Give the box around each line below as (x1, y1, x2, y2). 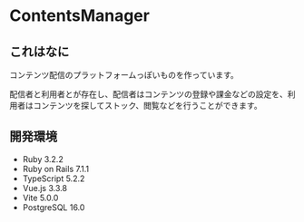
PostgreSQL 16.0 (22, 201, 85, 213)
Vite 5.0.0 (22, 192, 59, 203)
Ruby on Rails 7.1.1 (22, 163, 89, 174)
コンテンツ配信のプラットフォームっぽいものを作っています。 (9, 70, 239, 80)
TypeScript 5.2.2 (22, 173, 85, 184)
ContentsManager (9, 5, 150, 26)
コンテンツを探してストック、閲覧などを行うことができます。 (33, 101, 262, 111)
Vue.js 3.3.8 (22, 182, 68, 193)
